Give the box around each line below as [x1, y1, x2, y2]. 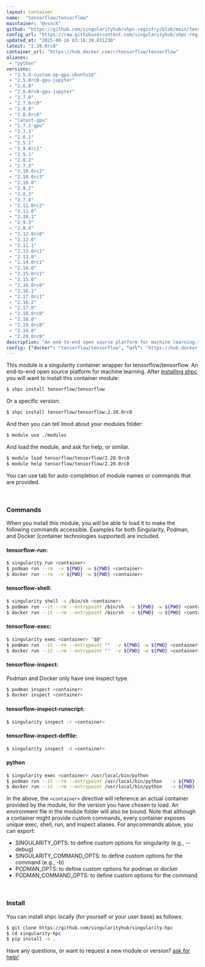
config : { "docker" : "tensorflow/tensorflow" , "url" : [6, 345, 143, 351]
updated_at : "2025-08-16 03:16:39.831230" [6, 37, 116, 43]
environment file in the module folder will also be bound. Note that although [6, 808, 196, 815]
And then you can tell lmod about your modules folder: [6, 420, 143, 427]
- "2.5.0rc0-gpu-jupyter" [9, 77, 75, 83]
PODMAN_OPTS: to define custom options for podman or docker [15, 865, 178, 873]
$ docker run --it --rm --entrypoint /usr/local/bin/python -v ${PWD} [6, 784, 195, 790]
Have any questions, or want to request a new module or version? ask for [6, 947, 190, 955]
